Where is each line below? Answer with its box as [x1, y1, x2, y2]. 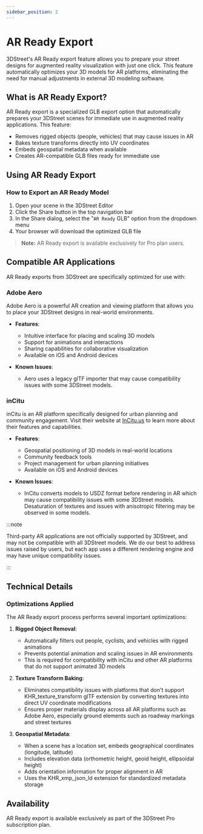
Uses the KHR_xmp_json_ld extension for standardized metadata [24, 774, 186, 782]
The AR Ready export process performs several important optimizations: [6, 614, 187, 621]
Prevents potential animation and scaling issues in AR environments [24, 650, 193, 657]
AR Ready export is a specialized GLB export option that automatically [6, 108, 181, 115]
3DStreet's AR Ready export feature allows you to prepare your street [6, 55, 180, 63]
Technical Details [6, 581, 73, 592]
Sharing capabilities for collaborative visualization [24, 345, 148, 352]
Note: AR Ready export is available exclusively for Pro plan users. [21, 239, 185, 247]
